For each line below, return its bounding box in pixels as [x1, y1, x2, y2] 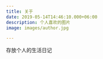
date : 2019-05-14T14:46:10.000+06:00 [6, 14, 98, 20]
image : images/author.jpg [6, 25, 69, 31]
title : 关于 [6, 8, 33, 15]
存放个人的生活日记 [6, 47, 52, 54]
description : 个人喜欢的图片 [6, 19, 71, 25]
